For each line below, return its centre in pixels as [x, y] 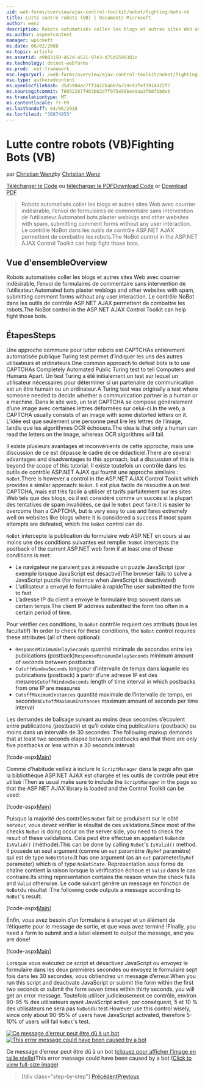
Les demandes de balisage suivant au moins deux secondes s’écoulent [96, 719]
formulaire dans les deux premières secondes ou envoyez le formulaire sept [102, 969]
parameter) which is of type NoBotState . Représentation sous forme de [95, 864]
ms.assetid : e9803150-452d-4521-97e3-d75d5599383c [72, 57]
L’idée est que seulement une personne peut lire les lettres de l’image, [95, 421]
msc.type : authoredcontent [41, 80]
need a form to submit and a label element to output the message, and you [100, 933]
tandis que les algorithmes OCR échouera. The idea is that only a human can [102, 427]
